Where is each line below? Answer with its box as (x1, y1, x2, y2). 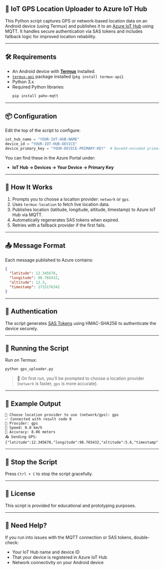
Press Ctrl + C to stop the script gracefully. (5, 471, 93, 477)
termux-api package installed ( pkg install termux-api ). (12, 73, 124, 79)
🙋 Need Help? (5, 522, 47, 530)
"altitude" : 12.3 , (9, 280, 47, 285)
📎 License (5, 490, 36, 498)
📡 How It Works (5, 183, 53, 191)
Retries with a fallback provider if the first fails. (12, 222, 106, 228)
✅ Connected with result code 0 (5, 417, 72, 422)
